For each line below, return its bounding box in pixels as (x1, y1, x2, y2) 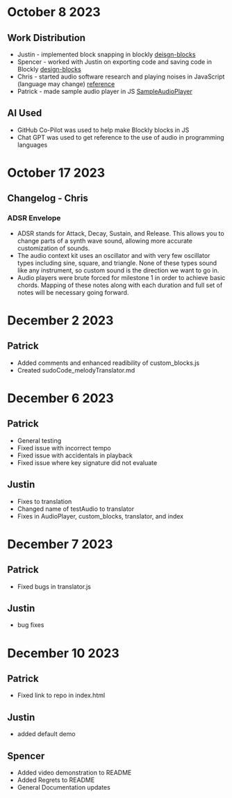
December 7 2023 (7, 536, 113, 552)
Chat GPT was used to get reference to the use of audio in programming (17, 133, 224, 141)
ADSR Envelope (7, 213, 61, 223)
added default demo (17, 730, 76, 738)
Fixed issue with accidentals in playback (17, 451, 133, 459)
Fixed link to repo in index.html (17, 691, 106, 699)
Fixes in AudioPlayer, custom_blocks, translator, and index (17, 512, 184, 520)
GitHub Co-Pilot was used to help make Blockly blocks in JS (17, 126, 190, 134)
